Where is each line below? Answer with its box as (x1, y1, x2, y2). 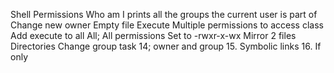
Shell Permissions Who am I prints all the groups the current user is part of (10, 9, 318, 20)
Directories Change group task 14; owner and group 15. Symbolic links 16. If (10, 40, 322, 52)
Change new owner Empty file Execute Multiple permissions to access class (10, 19, 324, 31)
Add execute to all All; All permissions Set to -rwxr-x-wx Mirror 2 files (10, 30, 297, 41)
